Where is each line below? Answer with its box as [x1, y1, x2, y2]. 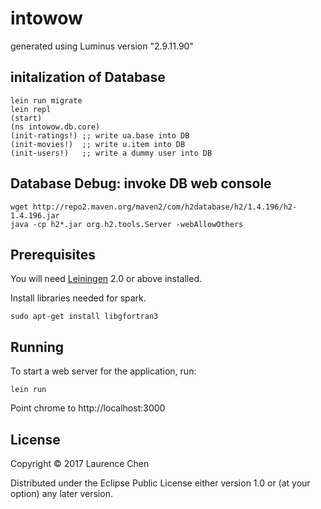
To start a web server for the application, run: [10, 365, 197, 377]
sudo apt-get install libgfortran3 [10, 312, 159, 322]
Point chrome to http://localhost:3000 [10, 402, 166, 414]
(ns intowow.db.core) [10, 122, 101, 132]
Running [10, 338, 65, 356]
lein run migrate [10, 95, 83, 106]
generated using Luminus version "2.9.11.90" [10, 40, 194, 52]
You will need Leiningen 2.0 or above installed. [10, 273, 203, 285]
